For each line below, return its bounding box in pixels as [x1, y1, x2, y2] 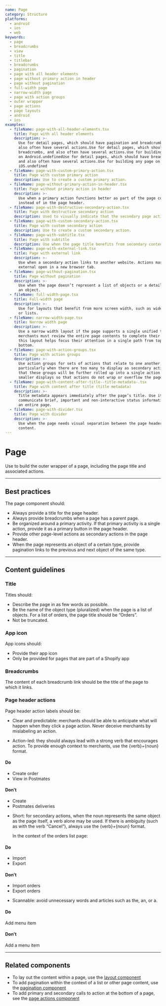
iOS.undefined [18, 164, 48, 169]
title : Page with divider [14, 411, 68, 417]
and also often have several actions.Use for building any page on [18, 159, 161, 164]
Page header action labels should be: [5, 708, 81, 714]
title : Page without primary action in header [14, 186, 112, 191]
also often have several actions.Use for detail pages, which [18, 145, 149, 150]
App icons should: [5, 641, 42, 647]
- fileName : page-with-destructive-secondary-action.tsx [9, 205, 129, 210]
